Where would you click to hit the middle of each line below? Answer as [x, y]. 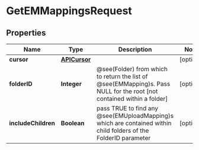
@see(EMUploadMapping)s [135, 116]
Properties [26, 33]
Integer [71, 84]
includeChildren [32, 123]
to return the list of [122, 76]
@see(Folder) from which [132, 69]
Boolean [73, 123]
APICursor [76, 59]
